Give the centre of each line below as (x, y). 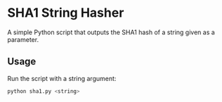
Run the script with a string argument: (62, 78)
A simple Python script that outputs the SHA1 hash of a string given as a (111, 32)
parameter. (23, 39)
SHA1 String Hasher (66, 13)
